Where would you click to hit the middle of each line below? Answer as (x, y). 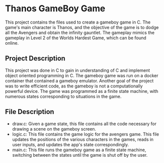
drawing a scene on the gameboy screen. (54, 129)
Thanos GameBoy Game (55, 9)
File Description (30, 112)
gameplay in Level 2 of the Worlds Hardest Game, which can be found (76, 38)
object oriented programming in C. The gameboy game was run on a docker (82, 75)
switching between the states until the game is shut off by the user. (80, 155)
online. (12, 43)
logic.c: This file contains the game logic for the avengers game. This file (85, 134)
